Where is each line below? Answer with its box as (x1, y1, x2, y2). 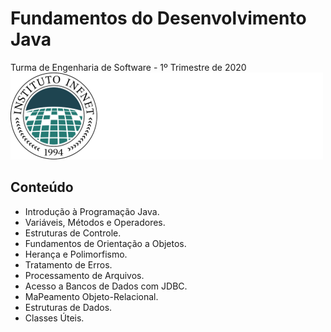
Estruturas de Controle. (24, 227, 122, 239)
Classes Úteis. (24, 312, 85, 324)
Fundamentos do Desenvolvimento (10, 7, 307, 30)
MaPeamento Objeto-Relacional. (24, 290, 159, 302)
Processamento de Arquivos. (24, 269, 145, 281)
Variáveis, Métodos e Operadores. (24, 216, 166, 228)
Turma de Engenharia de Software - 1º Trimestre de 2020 (10, 61, 247, 73)
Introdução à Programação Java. (24, 205, 160, 217)
